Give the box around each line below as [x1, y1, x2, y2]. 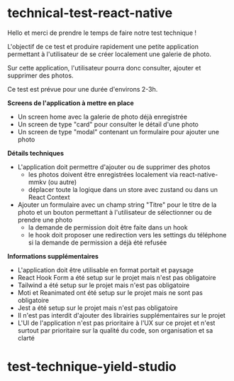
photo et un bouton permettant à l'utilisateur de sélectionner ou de [17, 208, 212, 216]
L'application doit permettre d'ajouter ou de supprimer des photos [17, 162, 211, 171]
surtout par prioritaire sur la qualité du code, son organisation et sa [17, 326, 213, 335]
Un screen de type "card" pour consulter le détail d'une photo [17, 119, 199, 129]
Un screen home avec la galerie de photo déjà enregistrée [17, 112, 188, 121]
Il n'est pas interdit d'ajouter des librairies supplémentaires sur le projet [17, 311, 225, 319]
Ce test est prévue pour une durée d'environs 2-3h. [7, 85, 158, 93]
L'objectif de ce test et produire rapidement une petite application [7, 42, 199, 50]
